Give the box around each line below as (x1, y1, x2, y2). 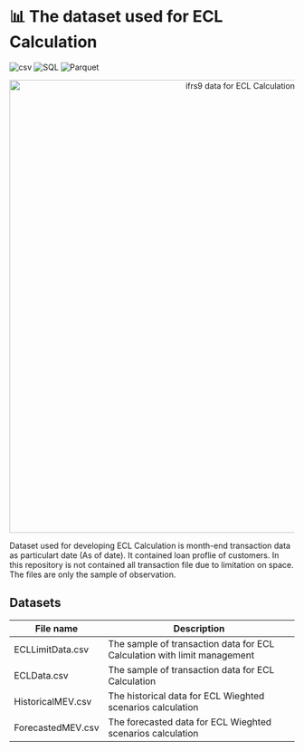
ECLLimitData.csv (14, 643, 90, 656)
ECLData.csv (14, 669, 70, 681)
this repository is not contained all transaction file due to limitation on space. (9, 559, 294, 570)
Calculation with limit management (108, 649, 255, 661)
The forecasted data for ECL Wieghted (108, 716, 272, 728)
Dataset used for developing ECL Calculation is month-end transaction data (9, 540, 291, 551)
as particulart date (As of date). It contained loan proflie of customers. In (9, 549, 280, 561)
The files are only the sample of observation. (9, 569, 176, 580)
